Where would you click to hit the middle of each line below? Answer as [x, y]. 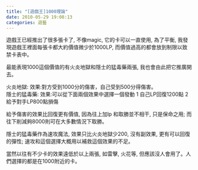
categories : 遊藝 [27, 22]
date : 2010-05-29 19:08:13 [39, 17]
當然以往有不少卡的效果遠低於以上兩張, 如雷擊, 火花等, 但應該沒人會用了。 [96, 154]
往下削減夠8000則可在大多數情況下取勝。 [57, 122]
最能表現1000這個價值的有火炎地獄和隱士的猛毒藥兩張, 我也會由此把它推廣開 [99, 67]
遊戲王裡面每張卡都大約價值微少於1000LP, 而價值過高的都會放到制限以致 [99, 47]
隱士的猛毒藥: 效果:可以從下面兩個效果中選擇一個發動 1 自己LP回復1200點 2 [97, 94]
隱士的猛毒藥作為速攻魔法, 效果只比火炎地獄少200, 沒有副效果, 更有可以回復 [98, 134]
